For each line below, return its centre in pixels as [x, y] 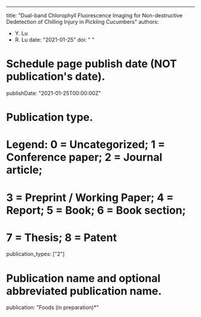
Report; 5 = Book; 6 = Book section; [96, 210]
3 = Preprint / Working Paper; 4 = [90, 197]
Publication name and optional [83, 278]
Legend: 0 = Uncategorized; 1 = [86, 145]
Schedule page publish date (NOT [92, 64]
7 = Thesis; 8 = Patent [62, 237]
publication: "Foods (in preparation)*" [53, 307]
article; [25, 170]
